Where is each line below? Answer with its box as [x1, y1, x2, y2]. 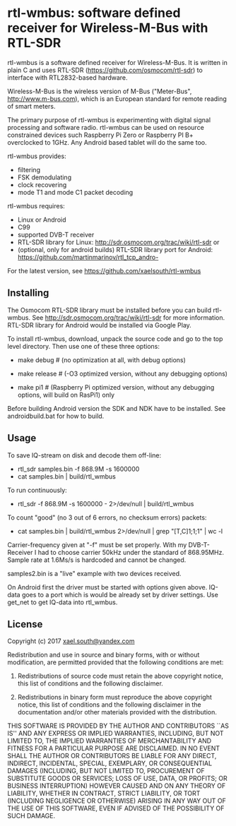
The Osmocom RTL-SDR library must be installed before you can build [7, 306, 212, 314]
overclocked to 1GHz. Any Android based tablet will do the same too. [7, 138, 207, 146]
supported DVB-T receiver [17, 230, 95, 239]
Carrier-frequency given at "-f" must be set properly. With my [7, 540, 187, 549]
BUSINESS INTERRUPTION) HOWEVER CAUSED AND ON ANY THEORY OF [7, 782, 226, 790]
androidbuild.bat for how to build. [7, 412, 105, 420]
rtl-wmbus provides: [7, 152, 66, 160]
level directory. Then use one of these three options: [7, 342, 160, 350]
